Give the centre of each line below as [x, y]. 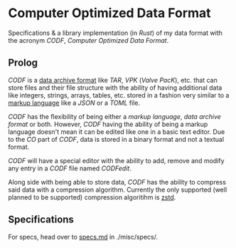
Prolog [23, 63]
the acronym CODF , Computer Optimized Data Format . [88, 40]
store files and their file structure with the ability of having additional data [115, 88]
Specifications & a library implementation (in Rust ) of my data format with [116, 33]
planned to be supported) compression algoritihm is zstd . [92, 197]
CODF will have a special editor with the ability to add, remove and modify [116, 160]
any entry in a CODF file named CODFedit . [70, 168]
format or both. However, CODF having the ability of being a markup [108, 124]
